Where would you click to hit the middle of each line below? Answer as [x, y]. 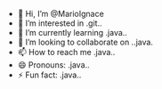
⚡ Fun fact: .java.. [49, 75]
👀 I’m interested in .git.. [60, 23]
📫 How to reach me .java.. [66, 52]
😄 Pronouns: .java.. [54, 65]
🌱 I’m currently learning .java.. [72, 32]
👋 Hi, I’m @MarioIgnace [61, 14]
